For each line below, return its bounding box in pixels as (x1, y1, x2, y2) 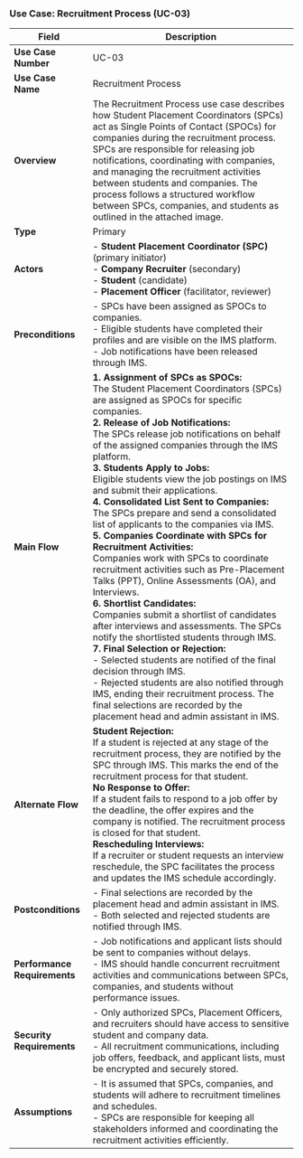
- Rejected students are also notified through (92, 676, 284, 689)
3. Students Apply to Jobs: (92, 462, 210, 475)
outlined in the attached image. (92, 211, 224, 223)
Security (14, 1029, 52, 1041)
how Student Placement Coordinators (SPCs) (92, 109, 284, 122)
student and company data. (92, 1029, 209, 1041)
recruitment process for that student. (92, 770, 249, 783)
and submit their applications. (92, 485, 218, 497)
